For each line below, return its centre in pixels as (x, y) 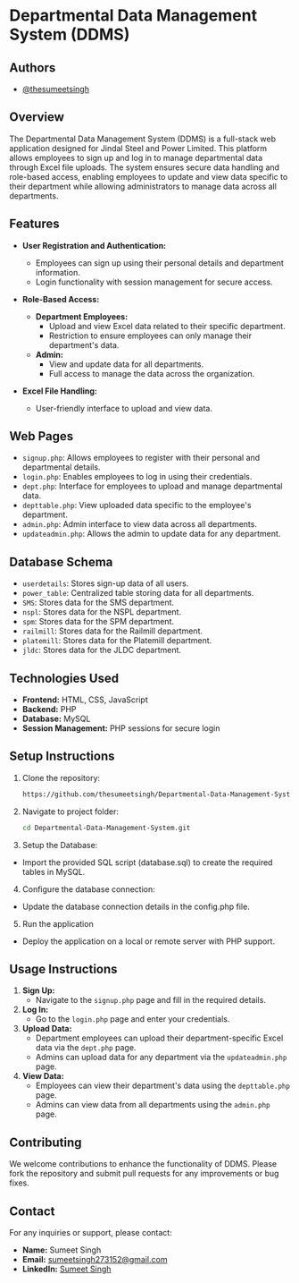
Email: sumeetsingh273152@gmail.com (95, 1260)
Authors (33, 68)
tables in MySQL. (54, 871)
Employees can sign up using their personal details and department (159, 263)
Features (34, 224)
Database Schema (61, 561)
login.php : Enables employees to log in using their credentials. (137, 477)
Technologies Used (64, 678)
